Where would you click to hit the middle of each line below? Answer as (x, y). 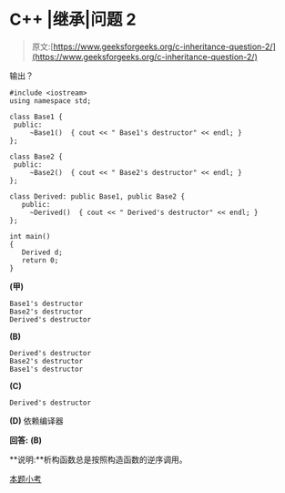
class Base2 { (36, 157)
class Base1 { (36, 117)
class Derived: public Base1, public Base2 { (97, 196)
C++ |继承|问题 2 (73, 20)
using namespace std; (51, 101)
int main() (30, 236)
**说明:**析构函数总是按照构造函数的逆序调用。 (99, 459)
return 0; (40, 260)
